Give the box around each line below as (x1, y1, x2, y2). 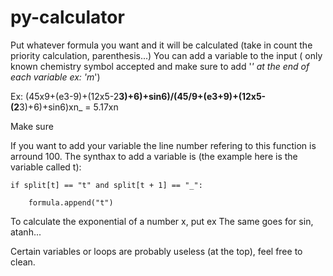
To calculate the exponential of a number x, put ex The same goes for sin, (10, 215, 314, 227)
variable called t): (10, 161, 82, 173)
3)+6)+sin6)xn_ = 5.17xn (19, 101, 119, 113)
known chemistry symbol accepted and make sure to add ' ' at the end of (10, 60, 310, 72)
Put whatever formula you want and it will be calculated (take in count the (10, 39, 313, 51)
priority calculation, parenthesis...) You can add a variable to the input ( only (10, 49, 323, 61)
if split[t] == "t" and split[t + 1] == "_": (10, 180, 203, 190)
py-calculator (10, 6, 125, 29)
